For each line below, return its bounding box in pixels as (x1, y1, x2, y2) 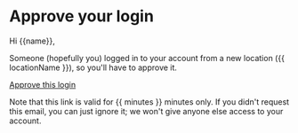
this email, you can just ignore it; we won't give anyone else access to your (9, 106, 284, 116)
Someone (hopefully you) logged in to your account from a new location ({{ (9, 52, 285, 63)
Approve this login (9, 79, 77, 90)
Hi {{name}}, (9, 35, 56, 46)
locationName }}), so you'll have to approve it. (9, 62, 178, 73)
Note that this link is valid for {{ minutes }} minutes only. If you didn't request (9, 96, 290, 107)
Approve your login (9, 6, 154, 27)
